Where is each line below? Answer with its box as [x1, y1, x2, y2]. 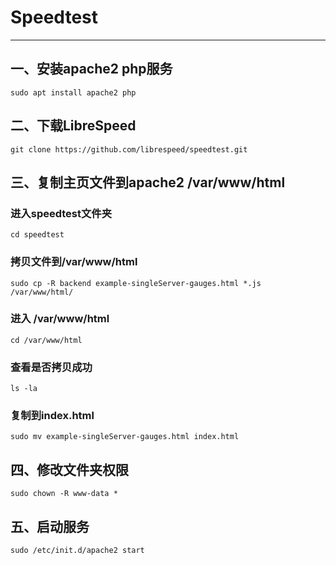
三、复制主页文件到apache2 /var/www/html [10, 174, 286, 191]
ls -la [10, 384, 38, 394]
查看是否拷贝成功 [10, 360, 93, 374]
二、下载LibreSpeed [10, 117, 137, 135]
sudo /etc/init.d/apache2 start [10, 546, 145, 556]
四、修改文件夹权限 [10, 461, 129, 478]
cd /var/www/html [10, 335, 83, 345]
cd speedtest [10, 230, 65, 240]
